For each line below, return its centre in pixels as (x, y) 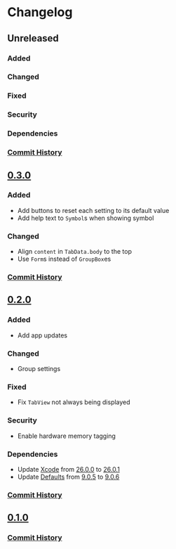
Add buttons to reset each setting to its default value (93, 210)
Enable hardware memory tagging (66, 436)
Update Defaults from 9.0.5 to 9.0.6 (68, 477)
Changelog (40, 12)
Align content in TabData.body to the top (74, 252)
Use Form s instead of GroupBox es (64, 259)
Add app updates (42, 335)
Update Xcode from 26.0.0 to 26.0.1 (69, 469)
